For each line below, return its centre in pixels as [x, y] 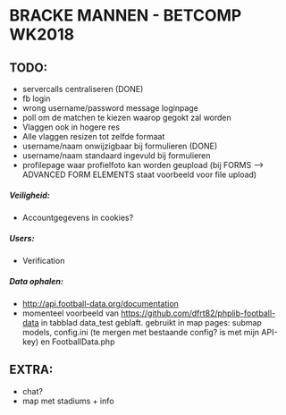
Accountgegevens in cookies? [78, 217]
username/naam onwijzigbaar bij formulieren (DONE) [119, 146]
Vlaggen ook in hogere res [71, 127]
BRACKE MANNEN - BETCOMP [126, 16]
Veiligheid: [30, 195]
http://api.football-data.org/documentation [100, 303]
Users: [22, 238]
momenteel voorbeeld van [70, 313]
